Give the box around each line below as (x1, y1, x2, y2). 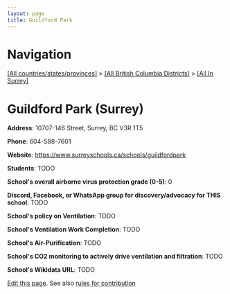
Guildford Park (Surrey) (7, 101, 144, 116)
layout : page (7, 10, 45, 17)
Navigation (7, 46, 71, 62)
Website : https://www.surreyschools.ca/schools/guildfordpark (7, 150, 186, 159)
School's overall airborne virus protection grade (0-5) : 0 (7, 178, 172, 186)
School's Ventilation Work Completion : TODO (7, 225, 141, 234)
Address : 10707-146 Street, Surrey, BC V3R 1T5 (7, 124, 143, 132)
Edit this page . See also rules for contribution (7, 279, 136, 288)
